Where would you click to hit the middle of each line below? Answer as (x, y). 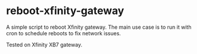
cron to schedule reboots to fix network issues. (64, 33)
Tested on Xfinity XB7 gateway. (44, 45)
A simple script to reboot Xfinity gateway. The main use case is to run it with (99, 27)
